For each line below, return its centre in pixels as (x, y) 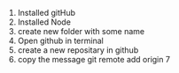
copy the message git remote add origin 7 (94, 59)
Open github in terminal (60, 40)
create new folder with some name (81, 31)
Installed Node (44, 22)
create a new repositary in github (78, 50)
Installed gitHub (46, 13)
